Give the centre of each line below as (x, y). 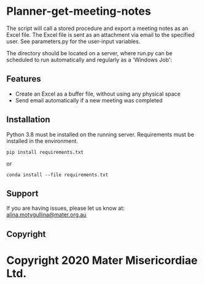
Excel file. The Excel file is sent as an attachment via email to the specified (100, 34)
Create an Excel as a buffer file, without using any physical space (98, 94)
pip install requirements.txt (45, 152)
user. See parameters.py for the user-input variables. (73, 41)
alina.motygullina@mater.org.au (46, 215)
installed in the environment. (42, 141)
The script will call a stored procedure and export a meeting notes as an (97, 28)
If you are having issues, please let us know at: (65, 208)
